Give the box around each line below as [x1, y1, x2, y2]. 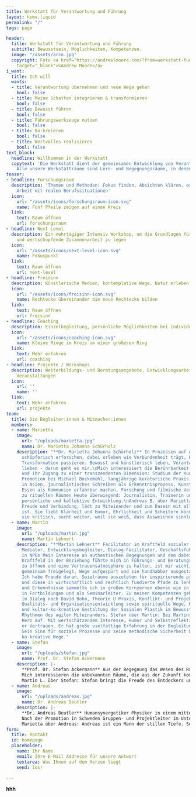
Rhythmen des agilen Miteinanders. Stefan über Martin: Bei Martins [21, 612, 192, 618]
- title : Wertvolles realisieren [11, 139, 93, 145]
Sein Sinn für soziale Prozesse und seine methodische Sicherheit [21, 628, 187, 634]
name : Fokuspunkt [16, 253, 59, 259]
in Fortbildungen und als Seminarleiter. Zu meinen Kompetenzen [21, 590, 181, 596]
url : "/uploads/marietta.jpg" [21, 438, 95, 444]
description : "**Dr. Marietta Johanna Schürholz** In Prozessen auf [16, 449, 187, 455]
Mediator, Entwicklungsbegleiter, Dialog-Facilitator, [21, 547, 158, 553]
